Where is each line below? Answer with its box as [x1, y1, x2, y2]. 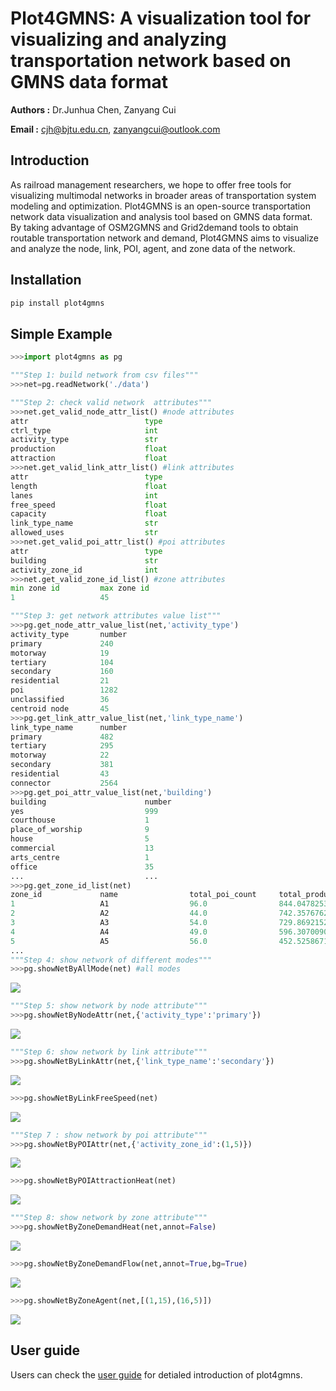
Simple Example [10, 325, 113, 342]
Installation [10, 272, 82, 289]
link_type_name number [10, 722, 128, 732]
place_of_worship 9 [10, 825, 150, 835]
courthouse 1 [10, 815, 150, 826]
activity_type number [10, 629, 128, 639]
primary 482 [10, 732, 114, 742]
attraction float [10, 453, 168, 464]
